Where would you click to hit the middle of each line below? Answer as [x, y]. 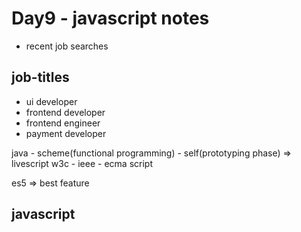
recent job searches [67, 46]
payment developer [66, 133]
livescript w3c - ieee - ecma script [82, 163]
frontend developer [65, 112]
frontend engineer [63, 123]
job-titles [40, 77]
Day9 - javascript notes [110, 18]
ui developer [51, 101]
